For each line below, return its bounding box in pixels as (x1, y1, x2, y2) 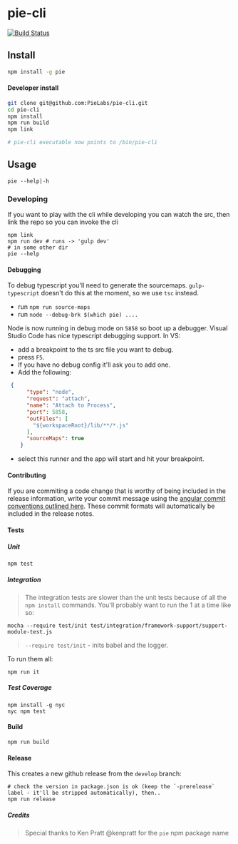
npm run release (7, 795, 56, 803)
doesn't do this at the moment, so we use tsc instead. (41, 289, 200, 298)
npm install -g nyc (7, 701, 66, 708)
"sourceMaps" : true (26, 435, 84, 442)
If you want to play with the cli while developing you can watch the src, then (7, 210, 230, 219)
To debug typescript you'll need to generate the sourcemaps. (7, 281, 187, 290)
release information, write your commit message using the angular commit (7, 494, 226, 503)
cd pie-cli (7, 106, 40, 113)
